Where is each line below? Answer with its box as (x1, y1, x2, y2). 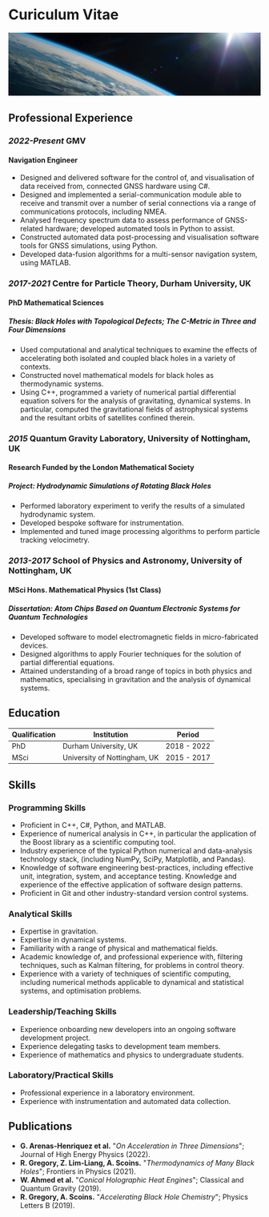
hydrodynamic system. (19, 510, 96, 520)
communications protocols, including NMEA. (19, 207, 167, 217)
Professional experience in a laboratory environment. (19, 1087, 195, 1098)
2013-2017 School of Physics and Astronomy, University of (8, 555, 243, 566)
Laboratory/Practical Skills (8, 1070, 114, 1081)
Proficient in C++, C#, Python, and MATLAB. (19, 820, 167, 829)
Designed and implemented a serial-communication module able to (19, 190, 242, 199)
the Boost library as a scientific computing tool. (19, 837, 176, 846)
